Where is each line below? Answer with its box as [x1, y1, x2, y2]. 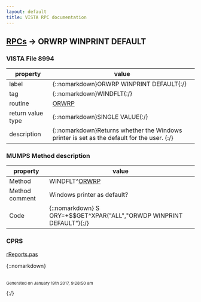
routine [9, 99, 29, 108]
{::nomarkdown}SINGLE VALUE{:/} [52, 113, 148, 121]
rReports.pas [6, 251, 38, 258]
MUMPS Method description [6, 152, 91, 160]
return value [9, 109, 44, 117]
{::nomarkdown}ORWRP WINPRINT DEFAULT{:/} [52, 80, 187, 89]
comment [9, 194, 36, 203]
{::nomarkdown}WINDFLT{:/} [52, 90, 133, 98]
